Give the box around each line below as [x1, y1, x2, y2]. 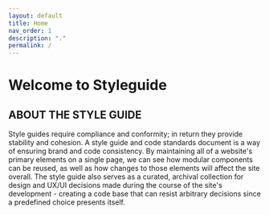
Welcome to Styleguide [8, 76, 167, 95]
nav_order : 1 [8, 26, 52, 34]
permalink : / [8, 42, 52, 50]
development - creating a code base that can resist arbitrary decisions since [8, 189, 261, 199]
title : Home [8, 19, 48, 27]
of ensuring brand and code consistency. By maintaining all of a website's [8, 146, 253, 156]
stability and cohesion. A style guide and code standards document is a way [8, 138, 261, 148]
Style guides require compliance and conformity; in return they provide [8, 129, 243, 139]
